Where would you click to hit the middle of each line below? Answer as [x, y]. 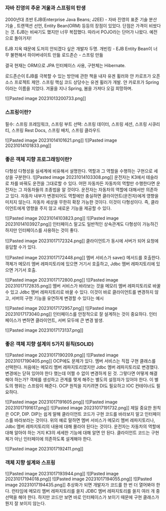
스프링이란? [18, 112]
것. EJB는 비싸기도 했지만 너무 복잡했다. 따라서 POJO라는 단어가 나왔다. [79, 32]
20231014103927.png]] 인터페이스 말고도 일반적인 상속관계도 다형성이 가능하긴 [82, 224]
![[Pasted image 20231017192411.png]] [44, 449]
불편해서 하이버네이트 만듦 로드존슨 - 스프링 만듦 [57, 55]
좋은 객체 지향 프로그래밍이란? [39, 159]
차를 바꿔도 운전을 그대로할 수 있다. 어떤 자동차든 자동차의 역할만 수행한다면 [83, 183]
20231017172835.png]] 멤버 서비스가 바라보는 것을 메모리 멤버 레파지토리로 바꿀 [83, 286]
